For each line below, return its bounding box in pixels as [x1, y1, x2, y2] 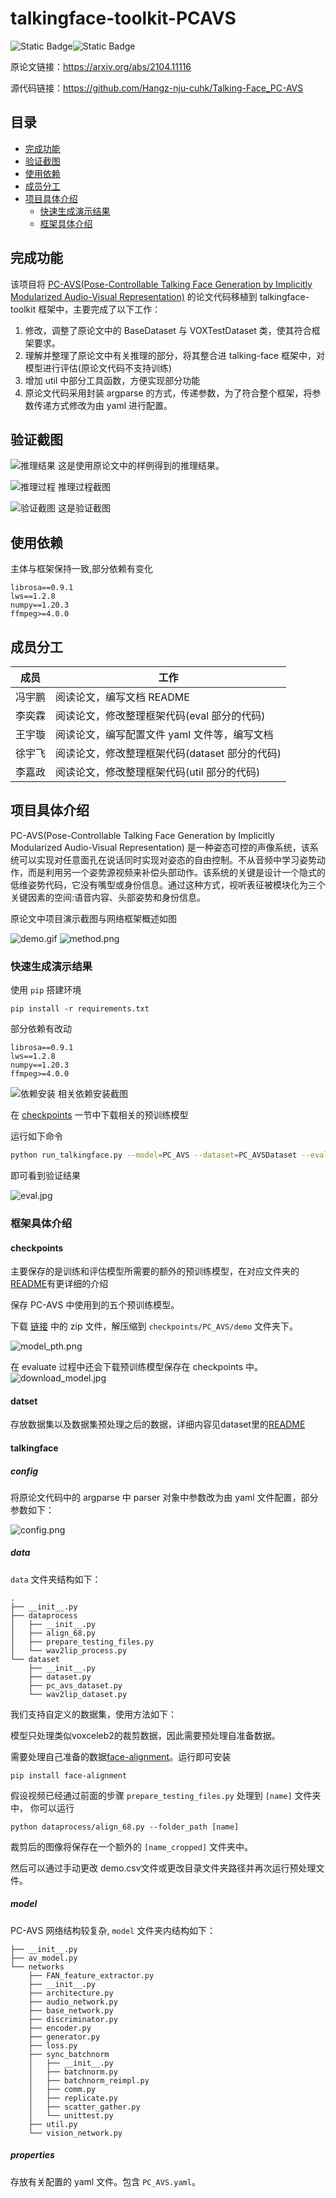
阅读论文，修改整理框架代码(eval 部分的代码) [55, 709, 266, 722]
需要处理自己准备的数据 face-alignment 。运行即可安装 [10, 1750, 232, 1762]
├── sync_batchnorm [28, 2049, 110, 2059]
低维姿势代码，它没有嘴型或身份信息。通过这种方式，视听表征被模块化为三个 [10, 878, 326, 891]
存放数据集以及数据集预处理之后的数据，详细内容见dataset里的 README [10, 1418, 306, 1431]
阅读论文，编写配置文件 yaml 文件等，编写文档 [55, 728, 274, 741]
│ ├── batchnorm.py [28, 2067, 118, 2077]
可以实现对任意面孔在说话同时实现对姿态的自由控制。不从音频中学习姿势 [18, 853, 317, 866]
